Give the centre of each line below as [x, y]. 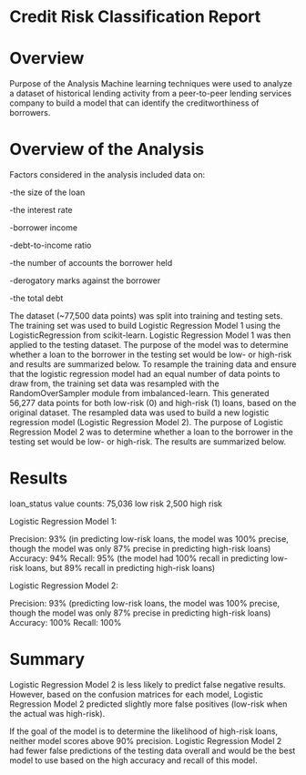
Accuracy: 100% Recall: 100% [66, 622]
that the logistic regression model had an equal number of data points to [145, 374]
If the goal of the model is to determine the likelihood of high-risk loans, [144, 731]
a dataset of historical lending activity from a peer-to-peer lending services [151, 94]
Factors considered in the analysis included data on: [107, 175]
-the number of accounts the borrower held [91, 263]
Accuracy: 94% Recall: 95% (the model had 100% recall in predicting [139, 558]
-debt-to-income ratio [51, 245]
